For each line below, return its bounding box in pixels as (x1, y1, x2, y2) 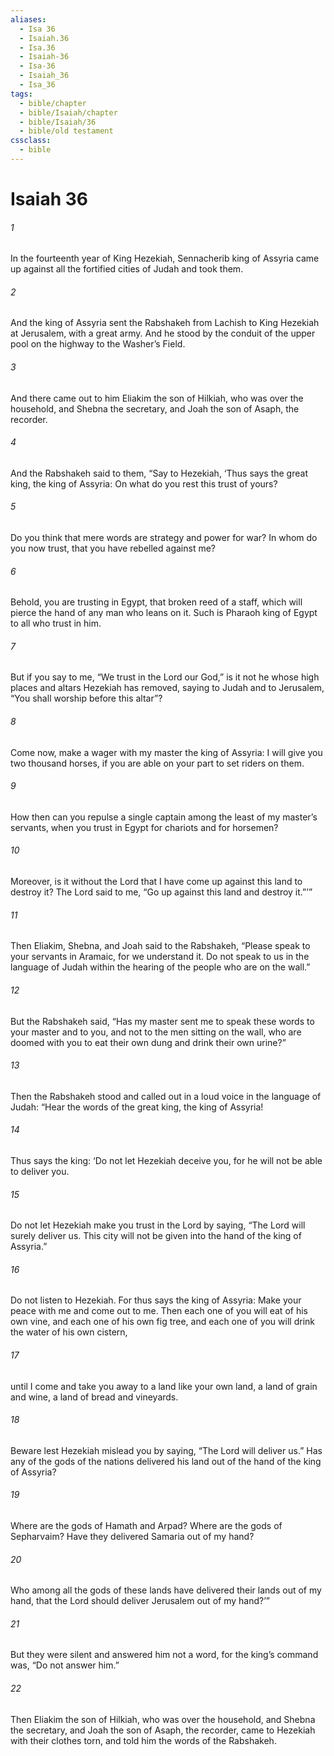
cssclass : (10, 136, 52, 146)
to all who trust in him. (10, 617, 102, 630)
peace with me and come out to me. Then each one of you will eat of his (10, 1305, 308, 1317)
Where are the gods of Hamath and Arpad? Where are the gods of (10, 1519, 283, 1531)
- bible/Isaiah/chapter (19, 107, 118, 118)
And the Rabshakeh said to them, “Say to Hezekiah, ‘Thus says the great (10, 467, 308, 479)
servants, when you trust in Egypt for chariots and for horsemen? (10, 821, 279, 833)
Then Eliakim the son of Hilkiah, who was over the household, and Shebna (10, 1713, 316, 1725)
